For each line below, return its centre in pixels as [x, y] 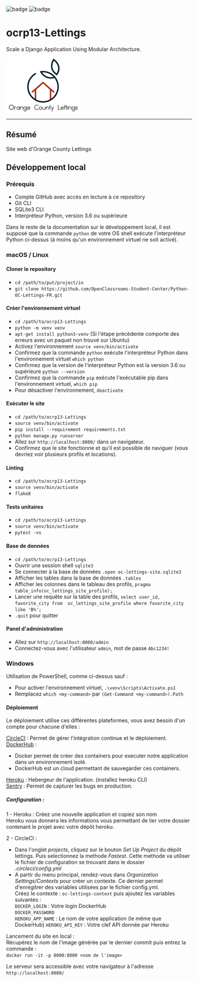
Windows [20, 663]
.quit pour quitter [36, 615]
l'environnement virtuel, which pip [56, 383]
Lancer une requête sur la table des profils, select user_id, [88, 596]
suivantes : [28, 900]
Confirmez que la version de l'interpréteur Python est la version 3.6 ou [100, 365]
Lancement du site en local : [40, 936]
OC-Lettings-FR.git [39, 295]
